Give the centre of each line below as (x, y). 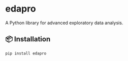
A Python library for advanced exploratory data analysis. (64, 23)
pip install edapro (26, 53)
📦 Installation (28, 39)
